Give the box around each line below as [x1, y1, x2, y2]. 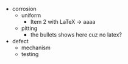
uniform [21, 12, 41, 19]
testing [21, 51, 39, 57]
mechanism [21, 44, 51, 51]
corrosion [12, 5, 37, 12]
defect [12, 38, 29, 44]
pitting [21, 24, 38, 32]
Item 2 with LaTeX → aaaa [30, 18, 96, 25]
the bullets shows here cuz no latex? [30, 31, 122, 38]
